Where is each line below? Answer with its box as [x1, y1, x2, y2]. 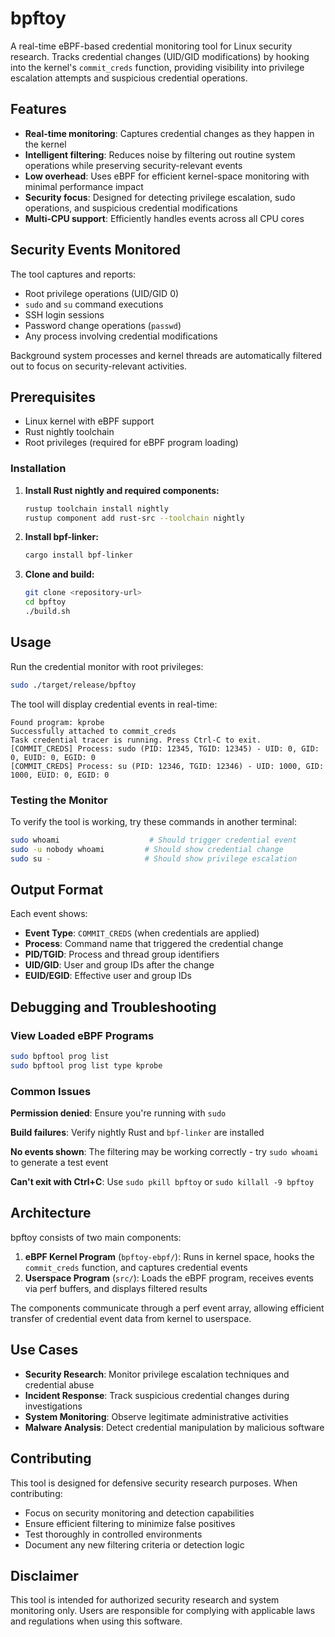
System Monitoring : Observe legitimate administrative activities [24, 1410, 289, 1422]
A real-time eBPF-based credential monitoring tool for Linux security [10, 40, 293, 52]
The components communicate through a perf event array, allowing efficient [10, 1302, 325, 1314]
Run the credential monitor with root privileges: [10, 660, 204, 672]
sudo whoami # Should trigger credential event [10, 835, 298, 845]
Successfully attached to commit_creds [10, 726, 177, 736]
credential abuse [24, 1378, 95, 1391]
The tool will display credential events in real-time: [10, 698, 218, 710]
